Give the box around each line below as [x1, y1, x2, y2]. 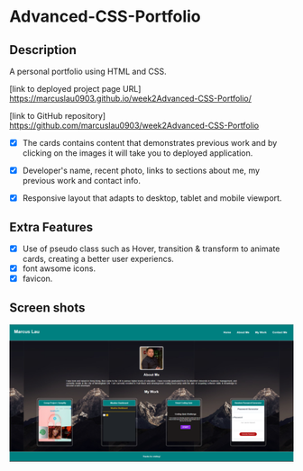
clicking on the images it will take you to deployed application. [22, 148, 253, 159]
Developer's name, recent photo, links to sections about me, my [22, 165, 260, 177]
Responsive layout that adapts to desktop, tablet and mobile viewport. [22, 193, 282, 204]
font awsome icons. [22, 263, 96, 274]
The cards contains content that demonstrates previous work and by [22, 138, 278, 148]
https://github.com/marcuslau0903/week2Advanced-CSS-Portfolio [9, 120, 260, 131]
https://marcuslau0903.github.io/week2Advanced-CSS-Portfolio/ [9, 93, 252, 104]
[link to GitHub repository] [9, 111, 106, 121]
